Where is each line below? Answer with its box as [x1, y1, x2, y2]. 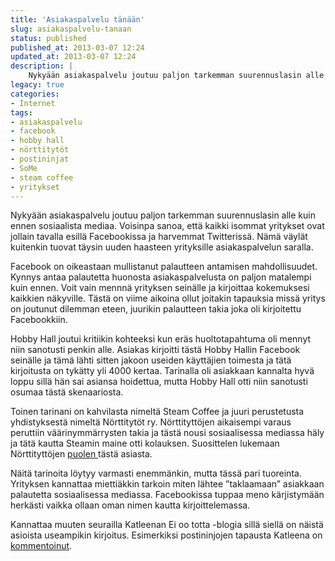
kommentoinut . [10, 540, 73, 552]
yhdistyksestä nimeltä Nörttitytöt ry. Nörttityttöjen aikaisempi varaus [10, 416, 292, 428]
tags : [10, 107, 33, 118]
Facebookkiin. [10, 314, 68, 326]
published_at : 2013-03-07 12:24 [10, 42, 145, 53]
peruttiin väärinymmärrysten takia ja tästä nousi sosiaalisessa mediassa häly [10, 427, 325, 439]
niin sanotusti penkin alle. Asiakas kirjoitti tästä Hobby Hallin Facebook [10, 344, 301, 356]
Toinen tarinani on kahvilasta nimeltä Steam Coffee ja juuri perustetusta [10, 406, 305, 418]
